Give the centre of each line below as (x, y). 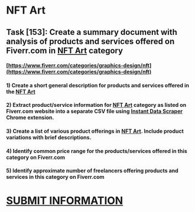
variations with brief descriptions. (49, 137)
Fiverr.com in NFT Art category (64, 50)
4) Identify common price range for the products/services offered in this (97, 151)
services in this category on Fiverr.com (55, 177)
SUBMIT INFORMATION (65, 201)
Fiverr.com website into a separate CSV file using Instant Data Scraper (95, 111)
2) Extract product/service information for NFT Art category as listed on (96, 105)
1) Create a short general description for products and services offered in (97, 85)
